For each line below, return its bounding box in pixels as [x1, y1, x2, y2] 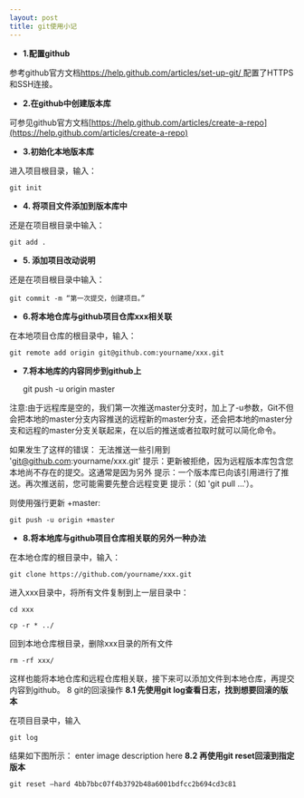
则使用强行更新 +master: [9, 497, 101, 508]
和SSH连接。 [9, 78, 58, 89]
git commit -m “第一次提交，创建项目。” [9, 294, 146, 303]
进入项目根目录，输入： [9, 165, 97, 176]
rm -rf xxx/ [9, 656, 54, 665]
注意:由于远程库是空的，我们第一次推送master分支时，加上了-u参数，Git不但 [9, 402, 294, 413]
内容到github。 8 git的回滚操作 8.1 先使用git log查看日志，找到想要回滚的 [9, 684, 280, 695]
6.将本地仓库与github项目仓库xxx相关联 [22, 310, 173, 322]
